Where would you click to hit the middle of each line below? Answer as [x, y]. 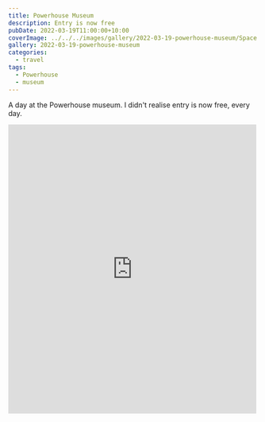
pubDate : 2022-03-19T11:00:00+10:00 [69, 30]
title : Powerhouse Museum [51, 15]
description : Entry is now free [61, 23]
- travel [30, 60]
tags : [17, 68]
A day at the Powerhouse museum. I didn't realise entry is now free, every [129, 105]
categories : [28, 52]
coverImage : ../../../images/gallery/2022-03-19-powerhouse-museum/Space [133, 38]
